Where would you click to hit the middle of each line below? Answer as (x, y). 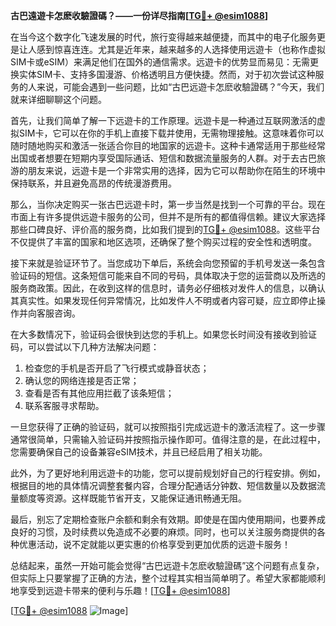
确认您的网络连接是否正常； (82, 380)
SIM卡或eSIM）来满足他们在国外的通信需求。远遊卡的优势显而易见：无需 (160, 62)
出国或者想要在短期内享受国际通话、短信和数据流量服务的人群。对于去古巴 (163, 158)
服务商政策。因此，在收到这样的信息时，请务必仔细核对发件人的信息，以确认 (168, 288)
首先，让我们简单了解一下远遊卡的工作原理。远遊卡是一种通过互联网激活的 (163, 120)
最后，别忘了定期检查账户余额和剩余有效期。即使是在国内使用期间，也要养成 (168, 519)
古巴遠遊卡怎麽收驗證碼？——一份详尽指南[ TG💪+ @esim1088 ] (139, 15)
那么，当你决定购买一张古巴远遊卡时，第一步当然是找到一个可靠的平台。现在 (168, 204)
